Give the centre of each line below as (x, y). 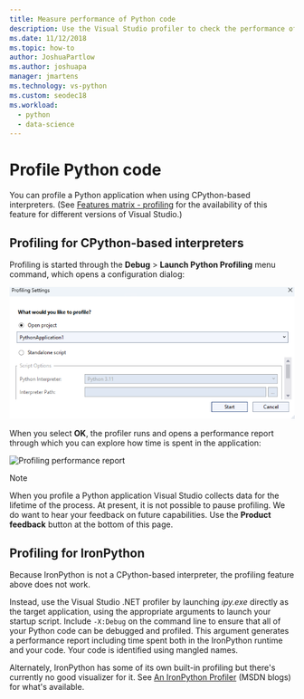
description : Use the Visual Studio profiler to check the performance (147, 29)
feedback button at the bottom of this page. (91, 524)
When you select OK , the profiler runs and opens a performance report (142, 434)
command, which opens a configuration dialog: (97, 274)
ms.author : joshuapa (48, 67)
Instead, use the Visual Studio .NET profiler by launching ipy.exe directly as (149, 602)
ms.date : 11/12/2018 (48, 38)
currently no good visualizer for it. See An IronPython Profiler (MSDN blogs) (150, 677)
